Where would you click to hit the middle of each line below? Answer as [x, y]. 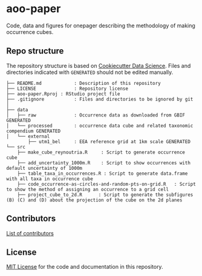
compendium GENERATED [34, 131]
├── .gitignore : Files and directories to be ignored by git [100, 99]
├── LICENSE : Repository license [67, 89]
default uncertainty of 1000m [44, 168]
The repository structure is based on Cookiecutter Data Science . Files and [99, 66]
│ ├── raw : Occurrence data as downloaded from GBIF [96, 115]
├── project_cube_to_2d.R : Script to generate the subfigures [105, 195]
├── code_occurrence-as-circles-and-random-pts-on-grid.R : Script [107, 184]
